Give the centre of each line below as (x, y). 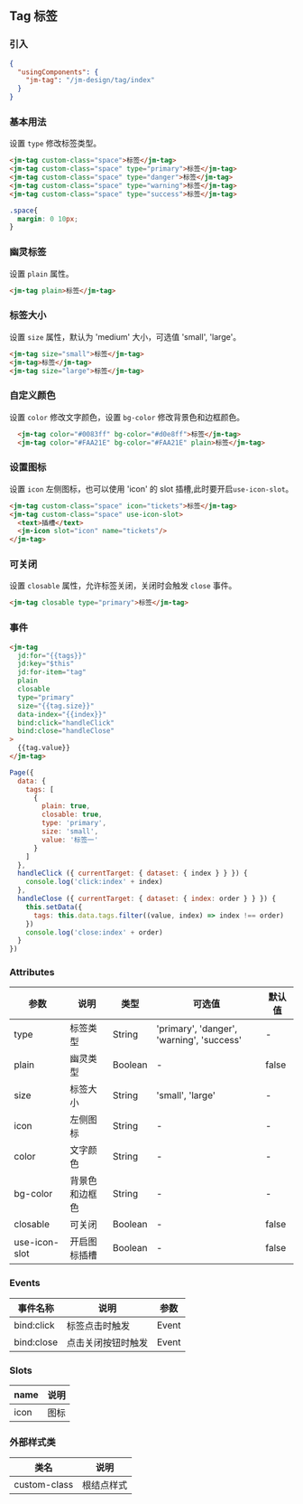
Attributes (32, 973)
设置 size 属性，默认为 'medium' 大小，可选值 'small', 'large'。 (125, 336)
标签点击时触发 (98, 1325)
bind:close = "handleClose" (66, 731)
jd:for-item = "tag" (52, 672)
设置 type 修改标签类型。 (55, 144)
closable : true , (72, 815)
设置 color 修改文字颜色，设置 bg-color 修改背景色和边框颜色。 (127, 417)
